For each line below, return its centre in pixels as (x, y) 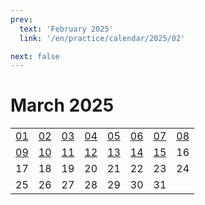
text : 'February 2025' (66, 29)
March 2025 (62, 105)
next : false (35, 56)
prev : (21, 19)
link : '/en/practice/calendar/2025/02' (102, 38)
